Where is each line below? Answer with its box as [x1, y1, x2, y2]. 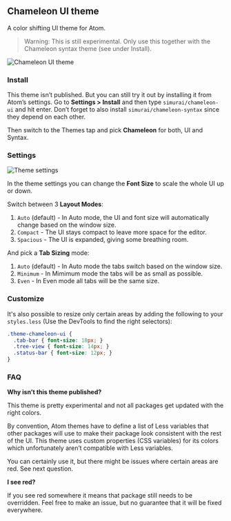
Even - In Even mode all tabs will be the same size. [17, 277, 160, 285]
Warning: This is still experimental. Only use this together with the [23, 37, 211, 45]
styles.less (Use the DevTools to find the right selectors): [7, 317, 172, 325]
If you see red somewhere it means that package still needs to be [7, 491, 193, 500]
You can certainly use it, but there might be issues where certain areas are [7, 458, 219, 466]
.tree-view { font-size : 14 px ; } [13, 343, 110, 350]
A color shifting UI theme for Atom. [7, 23, 106, 32]
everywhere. [7, 506, 43, 514]
